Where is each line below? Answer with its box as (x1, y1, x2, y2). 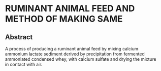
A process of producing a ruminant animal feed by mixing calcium (5, 46, 139, 51)
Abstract (5, 33, 33, 41)
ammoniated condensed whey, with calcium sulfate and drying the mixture (5, 56, 157, 62)
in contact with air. (5, 62, 43, 67)
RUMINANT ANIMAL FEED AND (5, 3, 135, 14)
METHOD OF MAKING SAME (5, 13, 123, 24)
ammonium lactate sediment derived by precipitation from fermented (5, 51, 145, 57)
